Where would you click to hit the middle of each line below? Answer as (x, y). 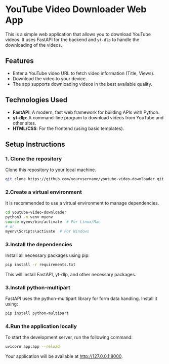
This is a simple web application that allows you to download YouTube (78, 34)
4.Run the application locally (41, 326)
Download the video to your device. (50, 78)
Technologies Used (36, 100)
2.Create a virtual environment (44, 192)
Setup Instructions (35, 144)
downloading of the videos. (34, 45)
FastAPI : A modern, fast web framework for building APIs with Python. (86, 112)
